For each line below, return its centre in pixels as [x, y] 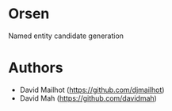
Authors [36, 68]
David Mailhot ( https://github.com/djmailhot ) [92, 90]
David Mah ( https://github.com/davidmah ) [88, 98]
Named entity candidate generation [66, 36]
